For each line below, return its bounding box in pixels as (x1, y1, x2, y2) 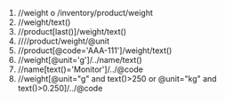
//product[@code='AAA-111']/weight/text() (17, 45, 173, 56)
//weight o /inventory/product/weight (17, 8, 154, 18)
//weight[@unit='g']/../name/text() (17, 55, 142, 65)
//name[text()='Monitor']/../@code (17, 64, 144, 75)
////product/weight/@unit (17, 35, 109, 46)
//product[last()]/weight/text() (17, 27, 127, 36)
